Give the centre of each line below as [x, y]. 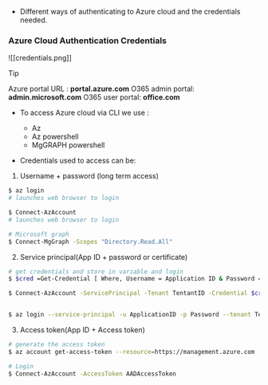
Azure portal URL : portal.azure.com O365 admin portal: [102, 89]
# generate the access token [57, 345]
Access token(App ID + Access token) [83, 330]
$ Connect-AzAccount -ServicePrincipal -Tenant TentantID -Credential [128, 293]
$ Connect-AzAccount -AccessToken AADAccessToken [93, 374]
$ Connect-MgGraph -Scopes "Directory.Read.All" [91, 242]
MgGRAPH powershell [68, 145]
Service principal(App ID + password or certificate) [104, 257]
